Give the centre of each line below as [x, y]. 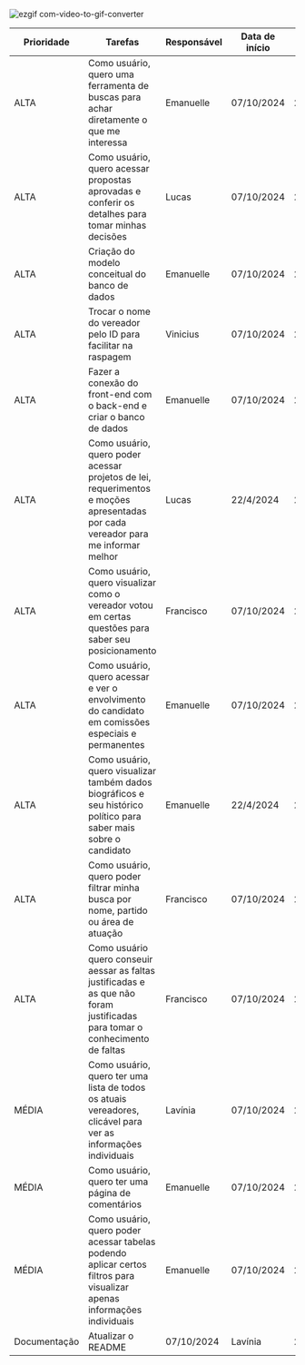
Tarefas [123, 42]
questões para [118, 628]
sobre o [104, 839]
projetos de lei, [119, 477]
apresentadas [117, 511]
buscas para [114, 97]
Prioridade [46, 42]
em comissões [119, 722]
